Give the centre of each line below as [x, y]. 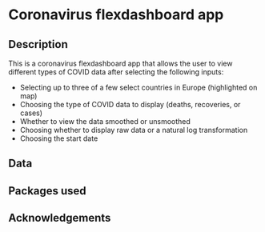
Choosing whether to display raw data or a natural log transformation [134, 130]
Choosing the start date [59, 138]
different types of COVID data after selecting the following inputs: [116, 72]
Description [38, 44]
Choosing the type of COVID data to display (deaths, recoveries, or [130, 104]
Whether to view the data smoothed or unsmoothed [105, 121]
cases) [31, 113]
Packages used [47, 191]
